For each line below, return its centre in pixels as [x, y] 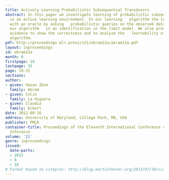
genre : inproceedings [28, 141]
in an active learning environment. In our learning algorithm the [84, 19]
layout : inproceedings [29, 47]
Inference [20, 132]
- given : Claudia [23, 104]
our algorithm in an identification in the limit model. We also [82, 29]
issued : [13, 146]
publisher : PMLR [22, 122]
